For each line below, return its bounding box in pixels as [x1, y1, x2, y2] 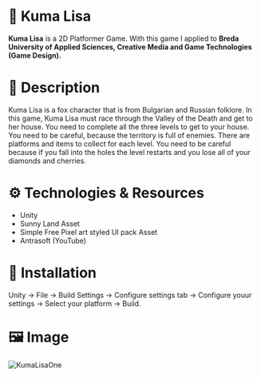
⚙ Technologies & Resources [8, 184, 205, 202]
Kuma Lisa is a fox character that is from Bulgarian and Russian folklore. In [8, 105, 253, 114]
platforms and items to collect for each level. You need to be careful [8, 139, 231, 149]
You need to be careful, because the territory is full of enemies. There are [8, 130, 250, 140]
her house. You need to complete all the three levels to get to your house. [8, 121, 250, 131]
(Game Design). [8, 50, 61, 60]
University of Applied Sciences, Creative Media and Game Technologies [8, 42, 253, 51]
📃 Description [8, 79, 101, 97]
